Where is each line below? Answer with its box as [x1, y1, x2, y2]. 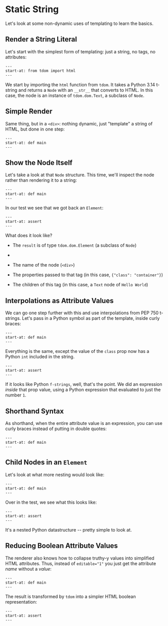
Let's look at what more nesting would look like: [5, 471, 105, 478]
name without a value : [5, 566, 52, 572]
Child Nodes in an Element [5, 458, 88, 467]
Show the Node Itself [5, 158, 73, 167]
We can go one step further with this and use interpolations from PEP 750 [5, 310, 159, 316]
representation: [5, 599, 37, 605]
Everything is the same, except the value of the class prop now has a [5, 348, 149, 354]
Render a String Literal [5, 35, 77, 44]
